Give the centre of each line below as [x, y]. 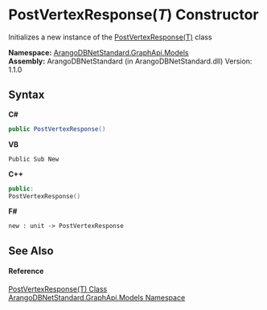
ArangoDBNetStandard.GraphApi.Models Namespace [97, 297]
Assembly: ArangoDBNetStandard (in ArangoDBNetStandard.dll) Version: [130, 61]
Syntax [27, 95]
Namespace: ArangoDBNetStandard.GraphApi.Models [99, 52]
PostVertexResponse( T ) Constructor [133, 15]
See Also [31, 251]
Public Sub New [34, 159]
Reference [26, 271]
